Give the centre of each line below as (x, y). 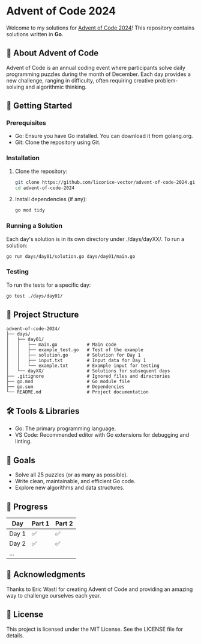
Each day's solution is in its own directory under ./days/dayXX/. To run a (95, 239)
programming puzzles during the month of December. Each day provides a (98, 74)
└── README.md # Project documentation (77, 392)
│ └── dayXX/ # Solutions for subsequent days (88, 371)
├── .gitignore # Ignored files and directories (88, 376)
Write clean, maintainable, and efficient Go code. (75, 481)
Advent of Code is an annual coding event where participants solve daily (96, 67)
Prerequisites (26, 123)
